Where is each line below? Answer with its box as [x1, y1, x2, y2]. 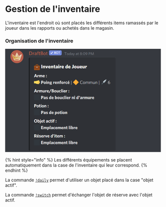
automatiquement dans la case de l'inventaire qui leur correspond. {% [5, 162, 147, 168]
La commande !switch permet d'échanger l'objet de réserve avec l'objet [5, 192, 153, 198]
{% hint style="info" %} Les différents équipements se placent [5, 157, 132, 163]
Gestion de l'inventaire [5, 3, 100, 15]
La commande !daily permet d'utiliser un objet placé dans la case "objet [5, 177, 154, 183]
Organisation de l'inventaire [5, 37, 74, 44]
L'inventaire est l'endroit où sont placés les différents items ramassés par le [5, 20, 159, 26]
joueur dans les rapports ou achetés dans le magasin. [5, 25, 115, 31]
